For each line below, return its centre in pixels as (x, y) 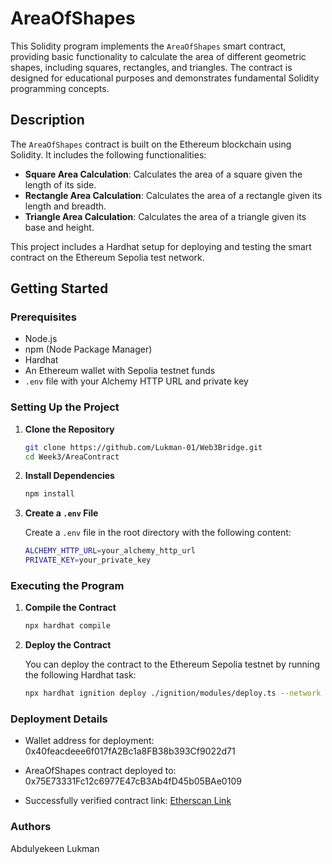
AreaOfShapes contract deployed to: (100, 771)
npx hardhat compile (67, 626)
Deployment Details (59, 719)
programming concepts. (60, 88)
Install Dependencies (69, 476)
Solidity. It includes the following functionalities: (108, 154)
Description (47, 120)
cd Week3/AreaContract (72, 457)
